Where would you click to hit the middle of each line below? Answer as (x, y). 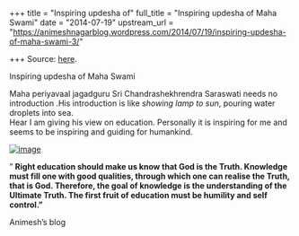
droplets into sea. (41, 113)
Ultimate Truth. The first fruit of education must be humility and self (138, 195)
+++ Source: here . (44, 59)
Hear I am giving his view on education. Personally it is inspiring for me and (148, 122)
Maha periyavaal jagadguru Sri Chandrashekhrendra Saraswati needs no (144, 94)
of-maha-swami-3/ (44, 41)
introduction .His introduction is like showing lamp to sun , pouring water (142, 103)
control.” (26, 205)
